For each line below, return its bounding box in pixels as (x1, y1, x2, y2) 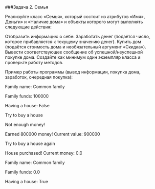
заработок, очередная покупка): (5, 74, 73, 80)
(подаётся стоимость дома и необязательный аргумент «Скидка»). (5, 44, 147, 49)
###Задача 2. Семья (5, 4, 48, 10)
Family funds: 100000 (5, 93, 49, 99)
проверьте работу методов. (5, 60, 64, 65)
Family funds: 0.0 (5, 169, 40, 175)
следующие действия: (5, 24, 52, 30)
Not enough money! (5, 122, 45, 127)
